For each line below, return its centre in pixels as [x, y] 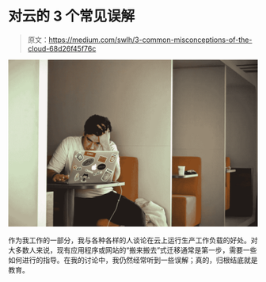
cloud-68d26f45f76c [62, 48]
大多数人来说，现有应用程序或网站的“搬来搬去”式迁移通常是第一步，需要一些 [133, 250]
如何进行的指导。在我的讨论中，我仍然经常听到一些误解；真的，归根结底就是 [133, 260]
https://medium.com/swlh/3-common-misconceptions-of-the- [150, 40]
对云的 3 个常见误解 [72, 16]
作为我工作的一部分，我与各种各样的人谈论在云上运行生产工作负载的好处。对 [133, 240]
